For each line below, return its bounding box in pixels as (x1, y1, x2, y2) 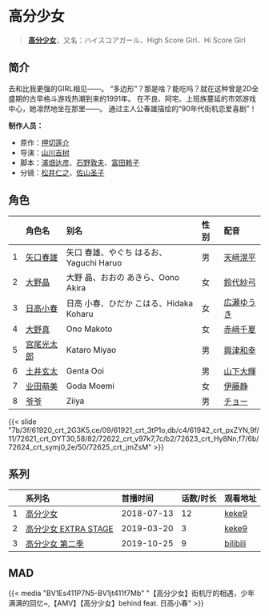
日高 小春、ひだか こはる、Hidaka (66, 298, 194, 309)
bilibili (223, 538, 247, 549)
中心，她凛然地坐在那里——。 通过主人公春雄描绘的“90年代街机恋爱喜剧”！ (8, 103, 257, 113)
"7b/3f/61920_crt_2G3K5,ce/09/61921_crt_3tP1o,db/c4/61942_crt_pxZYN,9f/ (8, 425, 260, 434)
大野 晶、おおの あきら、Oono (66, 271, 180, 282)
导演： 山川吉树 (19, 147, 70, 157)
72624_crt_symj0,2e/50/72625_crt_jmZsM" (8, 442, 152, 452)
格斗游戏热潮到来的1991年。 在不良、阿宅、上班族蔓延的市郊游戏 (42, 94, 256, 103)
